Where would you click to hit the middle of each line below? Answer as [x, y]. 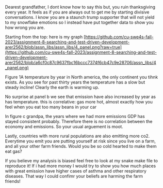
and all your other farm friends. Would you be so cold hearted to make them [81, 146]
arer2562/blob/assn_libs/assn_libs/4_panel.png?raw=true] [64, 47]
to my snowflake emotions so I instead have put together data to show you [80, 22]
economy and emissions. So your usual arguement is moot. [64, 127]
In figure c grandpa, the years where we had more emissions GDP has [75, 116]
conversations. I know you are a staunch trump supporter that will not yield [80, 17]
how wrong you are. [25, 28]
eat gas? [14, 151]
